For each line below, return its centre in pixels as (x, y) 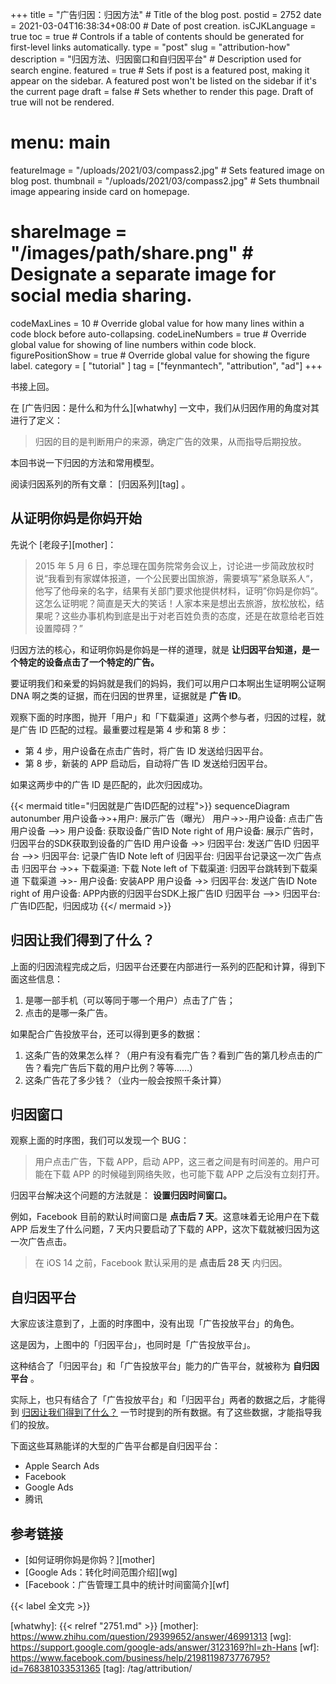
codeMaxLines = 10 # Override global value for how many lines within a (157, 323)
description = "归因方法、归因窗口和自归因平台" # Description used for (156, 59)
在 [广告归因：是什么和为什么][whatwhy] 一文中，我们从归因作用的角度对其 (165, 407)
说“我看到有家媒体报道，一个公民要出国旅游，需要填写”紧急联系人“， (176, 578)
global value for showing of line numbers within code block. (133, 344)
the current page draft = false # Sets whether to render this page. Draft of (162, 91)
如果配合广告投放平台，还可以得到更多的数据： (106, 1034)
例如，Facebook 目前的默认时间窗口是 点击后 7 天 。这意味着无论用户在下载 (165, 1217)
